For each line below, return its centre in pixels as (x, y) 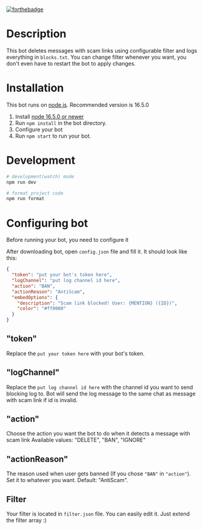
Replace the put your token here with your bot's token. (75, 353)
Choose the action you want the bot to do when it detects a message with (98, 434)
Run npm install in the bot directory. (61, 123)
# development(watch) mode (40, 176)
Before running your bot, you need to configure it (68, 240)
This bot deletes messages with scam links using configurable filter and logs (102, 50)
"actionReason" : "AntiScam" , (48, 292)
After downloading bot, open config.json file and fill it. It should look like (97, 252)
